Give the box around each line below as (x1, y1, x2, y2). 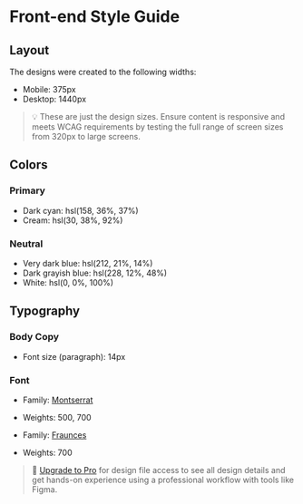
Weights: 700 (22, 447, 73, 458)
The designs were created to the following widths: (9, 66, 197, 77)
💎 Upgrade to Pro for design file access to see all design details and (31, 464, 286, 475)
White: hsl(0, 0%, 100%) (22, 276, 114, 287)
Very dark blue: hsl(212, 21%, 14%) (22, 257, 153, 268)
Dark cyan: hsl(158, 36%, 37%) (22, 205, 139, 216)
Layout (9, 43, 50, 58)
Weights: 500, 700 (22, 412, 93, 422)
